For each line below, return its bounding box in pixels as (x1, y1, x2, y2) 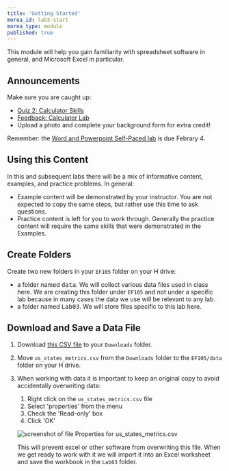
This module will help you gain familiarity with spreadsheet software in (7, 48, 206, 56)
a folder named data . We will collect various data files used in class (16, 280, 208, 288)
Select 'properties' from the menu (27, 402, 123, 410)
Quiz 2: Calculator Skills (16, 107, 84, 115)
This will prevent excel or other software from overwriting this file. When (16, 443, 221, 451)
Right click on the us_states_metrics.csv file (27, 394, 152, 403)
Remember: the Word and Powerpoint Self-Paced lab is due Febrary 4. (7, 134, 206, 142)
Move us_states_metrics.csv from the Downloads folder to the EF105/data (16, 353, 222, 361)
